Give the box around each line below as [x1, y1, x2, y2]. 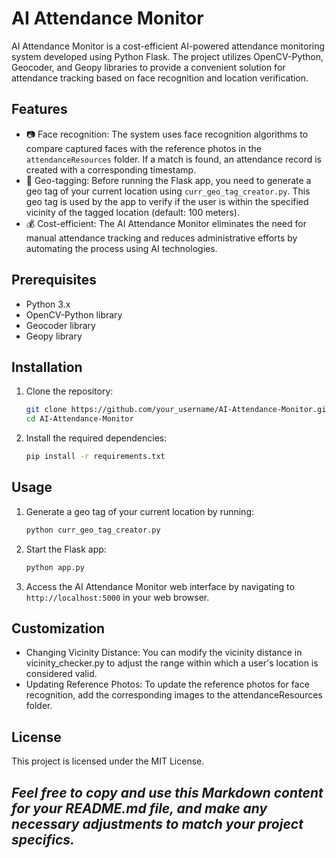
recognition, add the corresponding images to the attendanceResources [25, 689, 323, 701]
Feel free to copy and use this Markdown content [11, 784, 324, 801]
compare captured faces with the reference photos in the [25, 142, 262, 154]
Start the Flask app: [25, 543, 107, 555]
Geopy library [25, 330, 83, 342]
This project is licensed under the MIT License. [11, 755, 205, 767]
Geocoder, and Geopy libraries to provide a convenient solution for [11, 61, 286, 73]
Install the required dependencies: [25, 432, 168, 444]
